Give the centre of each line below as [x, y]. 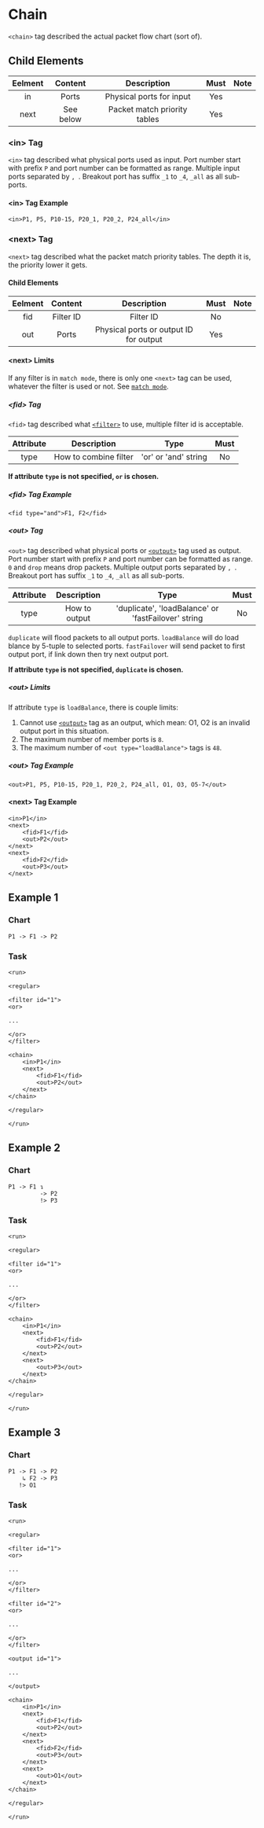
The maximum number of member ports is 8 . [92, 739]
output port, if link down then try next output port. [88, 654]
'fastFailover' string [167, 617]
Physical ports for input [148, 96]
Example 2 [34, 1148]
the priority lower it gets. [48, 264]
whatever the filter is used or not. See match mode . [88, 386]
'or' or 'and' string [174, 456]
